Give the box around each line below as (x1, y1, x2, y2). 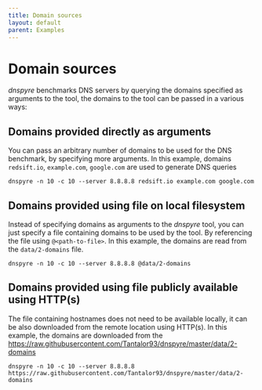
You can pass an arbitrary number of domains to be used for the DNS (8, 146, 233, 155)
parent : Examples (8, 26, 65, 34)
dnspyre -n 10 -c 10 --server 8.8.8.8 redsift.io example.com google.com (8, 178, 255, 186)
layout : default (8, 19, 61, 27)
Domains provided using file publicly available (8, 281, 238, 294)
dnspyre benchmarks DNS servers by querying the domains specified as (8, 85, 243, 95)
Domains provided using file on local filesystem (8, 199, 246, 212)
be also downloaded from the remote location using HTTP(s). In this (8, 322, 227, 331)
